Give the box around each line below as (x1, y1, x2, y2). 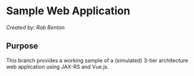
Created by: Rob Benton (6, 24, 65, 31)
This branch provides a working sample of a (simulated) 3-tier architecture (6, 56, 189, 64)
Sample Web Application (6, 4, 131, 18)
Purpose (6, 41, 39, 51)
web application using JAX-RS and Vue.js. (6, 63, 109, 70)
